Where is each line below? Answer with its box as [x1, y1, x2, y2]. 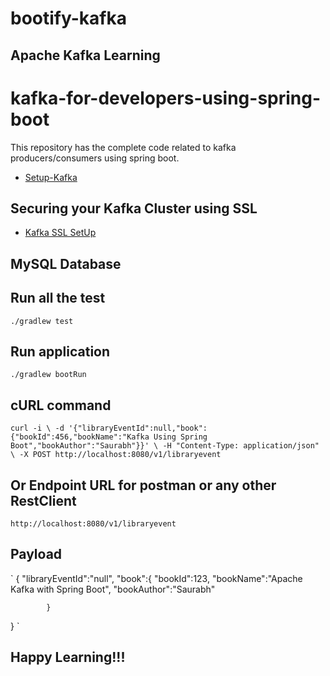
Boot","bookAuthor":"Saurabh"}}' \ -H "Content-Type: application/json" [10, 441, 320, 451]
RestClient [10, 492, 77, 509]
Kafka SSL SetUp [24, 227, 97, 239]
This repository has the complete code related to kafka [10, 141, 237, 153]
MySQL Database [10, 255, 122, 272]
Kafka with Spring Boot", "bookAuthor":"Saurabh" [10, 583, 216, 595]
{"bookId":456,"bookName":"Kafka [10, 432, 150, 442]
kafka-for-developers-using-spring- [10, 87, 322, 109]
